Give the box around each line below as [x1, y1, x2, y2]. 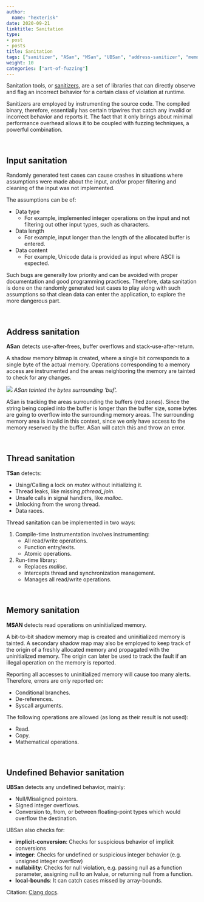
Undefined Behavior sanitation [6, 768, 124, 778]
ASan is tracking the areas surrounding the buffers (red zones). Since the [6, 398, 189, 405]
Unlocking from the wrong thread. [15, 501, 100, 508]
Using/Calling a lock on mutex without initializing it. [15, 481, 143, 488]
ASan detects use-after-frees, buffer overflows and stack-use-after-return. [6, 343, 194, 350]
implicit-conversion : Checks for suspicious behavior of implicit [15, 838, 174, 846]
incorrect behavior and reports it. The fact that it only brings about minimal [6, 113, 193, 120]
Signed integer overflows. [15, 802, 80, 809]
